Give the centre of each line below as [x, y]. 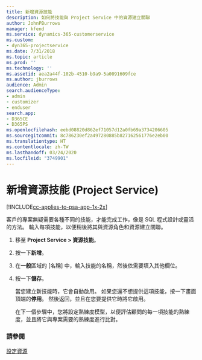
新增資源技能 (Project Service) [82, 190]
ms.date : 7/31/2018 [31, 51]
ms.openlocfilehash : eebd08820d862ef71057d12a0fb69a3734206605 [87, 130]
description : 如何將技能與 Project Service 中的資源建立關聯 [78, 18]
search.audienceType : [33, 91]
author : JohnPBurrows [33, 23]
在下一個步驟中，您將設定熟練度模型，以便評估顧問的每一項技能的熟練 [102, 312]
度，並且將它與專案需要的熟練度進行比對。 [68, 319]
